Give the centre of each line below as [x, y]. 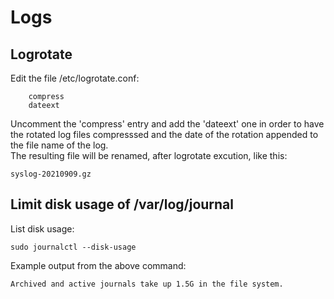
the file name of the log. [59, 145]
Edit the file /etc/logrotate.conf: [75, 78]
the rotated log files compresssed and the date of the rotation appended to [164, 134]
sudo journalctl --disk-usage [73, 247]
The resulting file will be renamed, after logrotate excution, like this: [149, 155]
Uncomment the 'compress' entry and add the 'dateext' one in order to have [167, 124]
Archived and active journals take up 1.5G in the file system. [147, 284]
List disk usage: [42, 228]
